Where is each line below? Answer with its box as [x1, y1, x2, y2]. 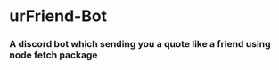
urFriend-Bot [9, 6, 108, 27]
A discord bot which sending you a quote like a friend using [9, 38, 271, 51]
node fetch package [9, 49, 98, 61]
